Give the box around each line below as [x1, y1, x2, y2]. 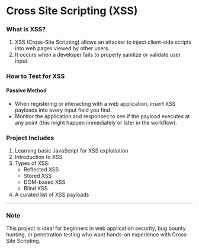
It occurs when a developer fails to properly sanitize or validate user [14, 51, 181, 59]
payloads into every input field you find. [14, 106, 112, 113]
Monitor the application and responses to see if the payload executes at [14, 112, 190, 119]
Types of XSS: [14, 160, 50, 167]
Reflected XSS [23, 165, 59, 173]
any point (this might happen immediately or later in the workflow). [14, 119, 178, 126]
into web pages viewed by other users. [14, 45, 110, 52]
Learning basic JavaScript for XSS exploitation [14, 147, 129, 154]
